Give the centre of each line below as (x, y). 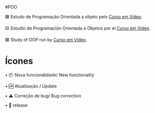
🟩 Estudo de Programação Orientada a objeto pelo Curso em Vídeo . (74, 17)
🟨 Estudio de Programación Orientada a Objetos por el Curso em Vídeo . (78, 28)
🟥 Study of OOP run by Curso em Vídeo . (46, 40)
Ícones (19, 61)
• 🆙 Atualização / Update (31, 86)
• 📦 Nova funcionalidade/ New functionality (50, 75)
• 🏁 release (16, 105)
